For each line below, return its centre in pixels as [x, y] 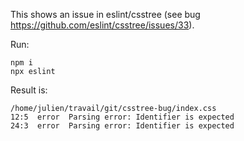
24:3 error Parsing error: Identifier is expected [122, 126]
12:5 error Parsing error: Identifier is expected [122, 117]
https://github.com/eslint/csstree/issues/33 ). [102, 25]
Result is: [29, 90]
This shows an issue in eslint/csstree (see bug [105, 14]
